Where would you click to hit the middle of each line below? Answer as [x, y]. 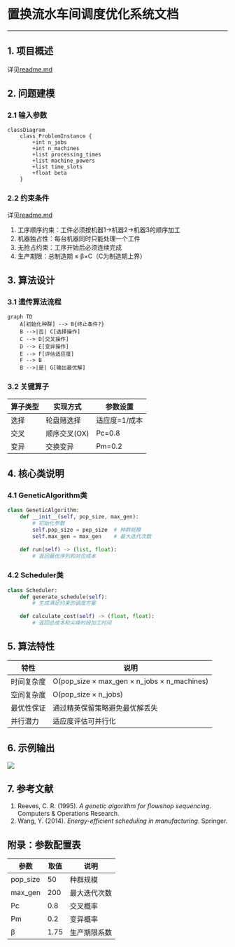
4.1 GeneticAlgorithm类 [47, 495]
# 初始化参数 [49, 523]
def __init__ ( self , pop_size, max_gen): [79, 517]
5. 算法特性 [31, 646]
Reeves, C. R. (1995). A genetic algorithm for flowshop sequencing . [114, 806]
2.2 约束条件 [28, 199]
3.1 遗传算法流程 [34, 302]
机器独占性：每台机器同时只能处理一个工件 [79, 239]
